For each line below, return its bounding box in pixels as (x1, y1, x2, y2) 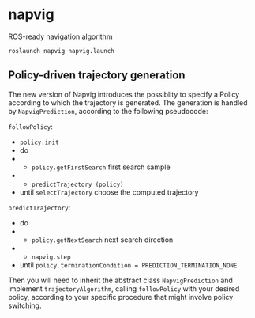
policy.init (19, 138, 59, 146)
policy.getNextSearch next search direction (31, 235, 174, 244)
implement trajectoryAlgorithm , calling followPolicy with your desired (8, 283, 240, 293)
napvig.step (31, 253, 71, 261)
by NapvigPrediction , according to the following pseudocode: (8, 106, 208, 115)
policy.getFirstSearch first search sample (31, 162, 171, 172)
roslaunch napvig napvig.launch (8, 47, 114, 55)
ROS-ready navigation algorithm (8, 32, 113, 41)
